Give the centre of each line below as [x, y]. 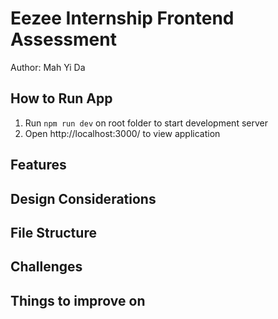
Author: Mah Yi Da [48, 67]
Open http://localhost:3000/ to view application [122, 133]
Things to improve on [78, 300]
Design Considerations [83, 198]
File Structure [53, 232]
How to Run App [61, 98]
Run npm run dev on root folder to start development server [146, 123]
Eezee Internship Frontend [122, 18]
